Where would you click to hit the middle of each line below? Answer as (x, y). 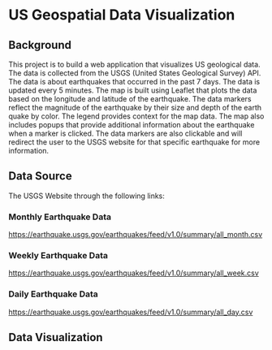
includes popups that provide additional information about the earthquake (132, 125)
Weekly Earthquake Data (58, 256)
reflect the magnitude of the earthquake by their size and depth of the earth (135, 108)
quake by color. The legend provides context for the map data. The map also (136, 116)
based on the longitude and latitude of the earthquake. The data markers (130, 99)
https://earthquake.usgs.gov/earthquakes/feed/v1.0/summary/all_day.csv (131, 312)
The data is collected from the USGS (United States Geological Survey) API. (135, 73)
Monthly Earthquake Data (60, 217)
